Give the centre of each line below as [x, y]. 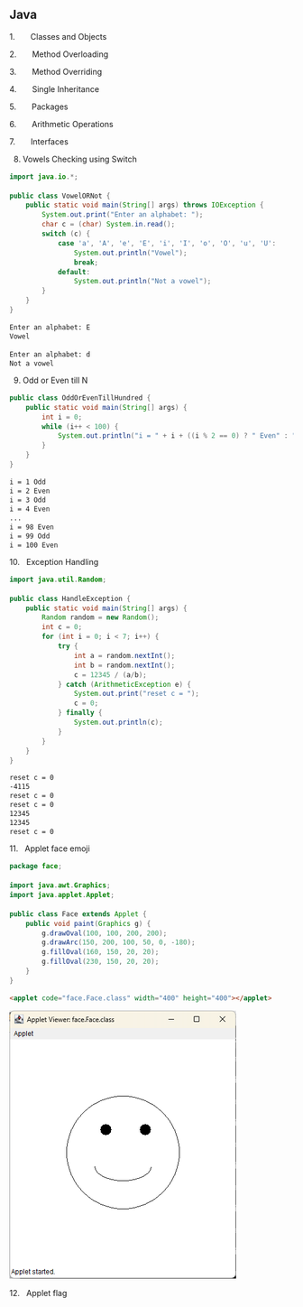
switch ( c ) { [66, 234]
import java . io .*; [44, 176]
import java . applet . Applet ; [62, 895]
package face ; [36, 867]
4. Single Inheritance [55, 88]
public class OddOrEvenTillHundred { [80, 398]
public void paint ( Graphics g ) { [88, 923]
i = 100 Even [34, 545]
